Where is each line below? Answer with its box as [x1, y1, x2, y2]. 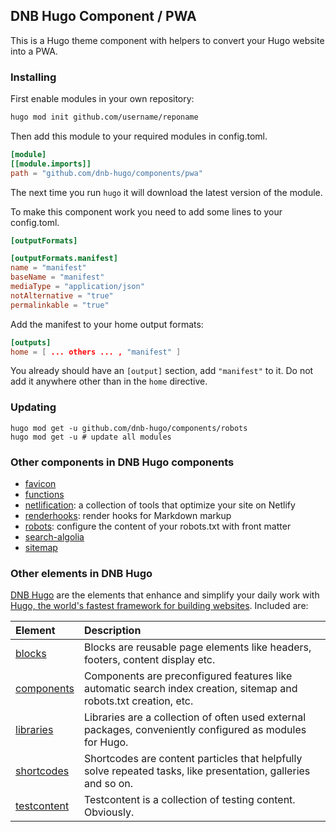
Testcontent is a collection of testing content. [83, 793, 296, 807]
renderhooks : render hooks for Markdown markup [24, 510, 232, 522]
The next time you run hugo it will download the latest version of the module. [10, 186, 323, 198]
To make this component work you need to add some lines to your [10, 205, 283, 218]
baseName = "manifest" [10, 272, 105, 283]
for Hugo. [83, 735, 129, 749]
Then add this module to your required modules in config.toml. [10, 130, 268, 142]
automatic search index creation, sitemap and [83, 682, 298, 696]
